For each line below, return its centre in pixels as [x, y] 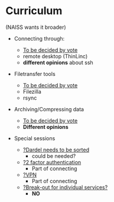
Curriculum [34, 11]
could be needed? [54, 156]
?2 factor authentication [52, 162]
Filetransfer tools [35, 74]
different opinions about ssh [58, 62]
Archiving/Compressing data [49, 109]
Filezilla [32, 91]
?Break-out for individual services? [65, 187]
